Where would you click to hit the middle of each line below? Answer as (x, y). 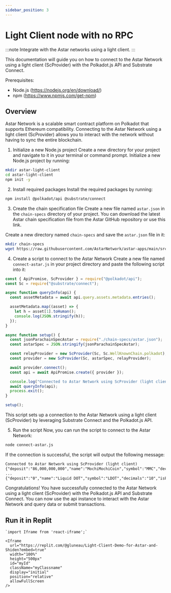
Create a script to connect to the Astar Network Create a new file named (89, 258)
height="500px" (26, 559)
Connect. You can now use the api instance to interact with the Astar (77, 499)
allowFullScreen (27, 581)
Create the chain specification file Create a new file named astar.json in (89, 208)
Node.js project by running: (41, 161)
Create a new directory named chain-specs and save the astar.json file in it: (85, 234)
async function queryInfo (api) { (41, 293)
